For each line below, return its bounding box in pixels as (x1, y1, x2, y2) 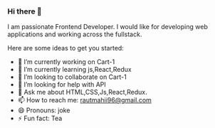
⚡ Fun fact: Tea (17, 114, 63, 123)
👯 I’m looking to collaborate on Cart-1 (17, 73, 127, 81)
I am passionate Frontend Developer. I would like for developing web (7, 23, 208, 31)
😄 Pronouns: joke (17, 106, 70, 114)
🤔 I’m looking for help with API (17, 80, 107, 89)
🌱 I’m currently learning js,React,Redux (17, 65, 132, 74)
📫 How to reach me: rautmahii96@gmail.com (17, 96, 152, 105)
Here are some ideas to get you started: (7, 44, 125, 53)
